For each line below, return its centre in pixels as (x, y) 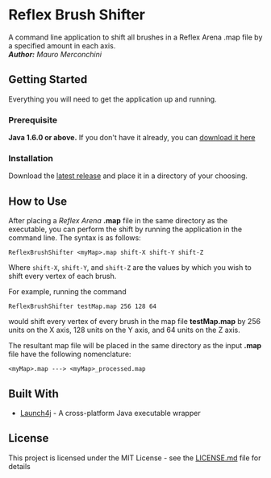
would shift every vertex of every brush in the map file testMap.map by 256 (134, 322)
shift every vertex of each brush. (63, 276)
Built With (33, 394)
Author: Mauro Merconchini (55, 54)
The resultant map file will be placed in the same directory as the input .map (135, 346)
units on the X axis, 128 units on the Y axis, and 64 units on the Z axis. (124, 330)
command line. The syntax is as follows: (75, 238)
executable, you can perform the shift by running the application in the (125, 229)
